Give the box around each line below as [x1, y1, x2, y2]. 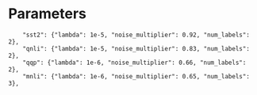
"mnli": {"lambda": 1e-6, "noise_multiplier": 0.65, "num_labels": [22, 72, 250, 80]
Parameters [8, 5, 87, 23]
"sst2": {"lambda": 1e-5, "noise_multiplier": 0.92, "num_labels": [22, 31, 250, 39]
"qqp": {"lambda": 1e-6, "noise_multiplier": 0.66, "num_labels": [22, 59, 247, 66]
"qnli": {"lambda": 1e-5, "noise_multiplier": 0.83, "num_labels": [22, 44, 250, 52]
